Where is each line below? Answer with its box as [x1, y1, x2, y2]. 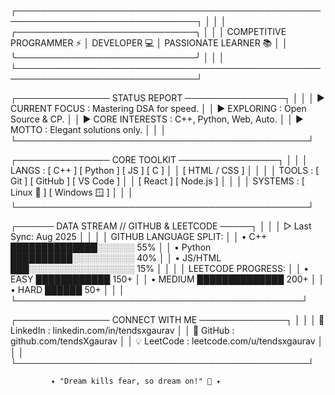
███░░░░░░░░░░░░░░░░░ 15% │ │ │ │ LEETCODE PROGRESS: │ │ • [10, 263, 310, 274]
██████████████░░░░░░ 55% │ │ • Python [10, 241, 212, 253]
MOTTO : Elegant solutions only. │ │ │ [10, 124, 167, 135]
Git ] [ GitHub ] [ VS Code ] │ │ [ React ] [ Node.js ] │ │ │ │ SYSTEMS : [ [10, 175, 305, 187]
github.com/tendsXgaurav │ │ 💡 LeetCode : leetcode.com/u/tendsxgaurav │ [10, 335, 324, 347]
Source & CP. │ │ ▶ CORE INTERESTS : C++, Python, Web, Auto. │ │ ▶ [10, 113, 304, 125]
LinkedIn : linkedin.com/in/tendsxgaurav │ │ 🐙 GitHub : [10, 325, 235, 336]
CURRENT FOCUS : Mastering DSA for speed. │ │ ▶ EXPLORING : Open [10, 103, 307, 114]
